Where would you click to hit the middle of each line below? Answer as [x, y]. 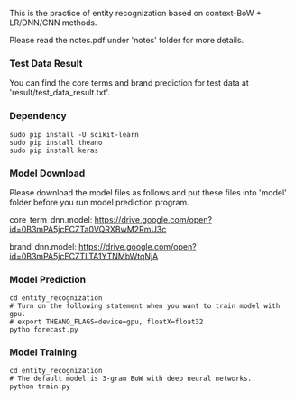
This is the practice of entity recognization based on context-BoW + [135, 13]
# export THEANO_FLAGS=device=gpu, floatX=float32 [106, 322]
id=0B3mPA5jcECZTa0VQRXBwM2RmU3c [88, 229]
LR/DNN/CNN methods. [53, 23]
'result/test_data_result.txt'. [60, 93]
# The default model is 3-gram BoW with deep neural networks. [131, 379]
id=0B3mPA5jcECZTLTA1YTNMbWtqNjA [84, 256]
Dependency [38, 116]
